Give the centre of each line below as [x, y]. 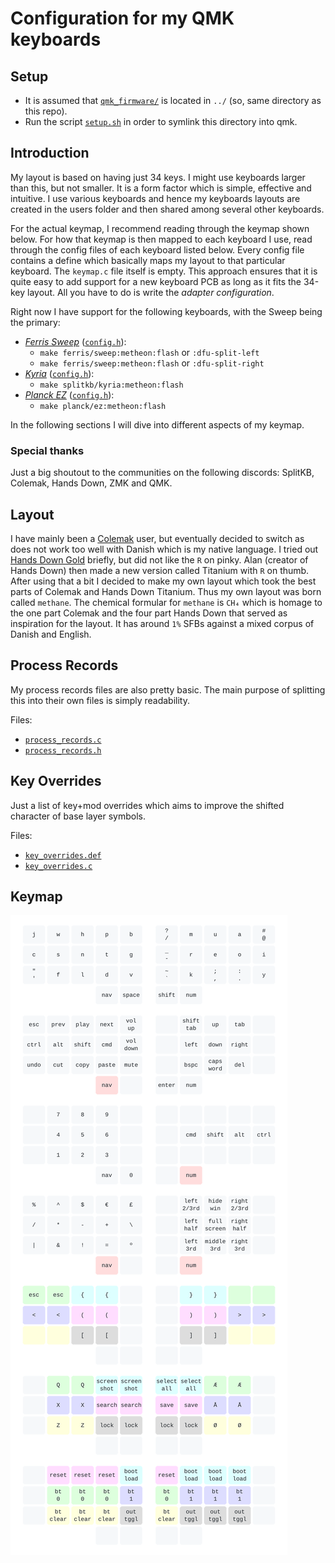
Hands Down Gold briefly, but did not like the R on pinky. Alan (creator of [159, 559]
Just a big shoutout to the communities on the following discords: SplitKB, [162, 473]
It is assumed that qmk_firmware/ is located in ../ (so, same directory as [173, 100]
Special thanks [47, 450]
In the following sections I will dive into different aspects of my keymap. [157, 424]
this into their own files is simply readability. [100, 700]
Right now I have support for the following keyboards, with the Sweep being [166, 311]
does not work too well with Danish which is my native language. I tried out [164, 549]
